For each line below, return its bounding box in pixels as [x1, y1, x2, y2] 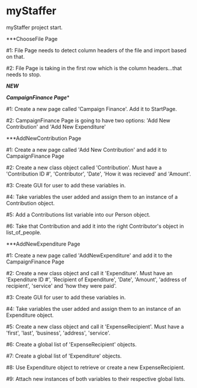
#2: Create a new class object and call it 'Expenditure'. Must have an [6, 269, 173, 276]
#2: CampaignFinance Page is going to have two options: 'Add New [6, 117, 170, 124]
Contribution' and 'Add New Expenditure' [6, 123, 106, 130]
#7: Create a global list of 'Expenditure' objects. [6, 352, 122, 360]
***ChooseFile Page [6, 35, 58, 42]
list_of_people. [6, 228, 41, 236]
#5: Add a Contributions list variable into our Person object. [6, 211, 151, 218]
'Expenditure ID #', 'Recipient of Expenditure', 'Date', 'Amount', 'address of [6, 276, 187, 283]
